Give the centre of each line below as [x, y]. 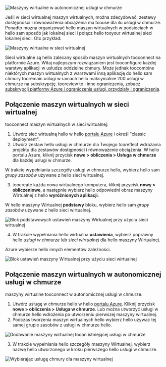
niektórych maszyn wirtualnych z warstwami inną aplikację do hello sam [79, 73]
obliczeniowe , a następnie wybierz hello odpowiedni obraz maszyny [82, 190]
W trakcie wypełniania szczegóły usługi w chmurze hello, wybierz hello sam [83, 170]
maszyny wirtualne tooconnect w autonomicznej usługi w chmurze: [74, 294]
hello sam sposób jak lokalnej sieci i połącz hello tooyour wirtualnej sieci [79, 33]
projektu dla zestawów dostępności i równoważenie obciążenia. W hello [86, 150]
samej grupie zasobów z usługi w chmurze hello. [62, 325]
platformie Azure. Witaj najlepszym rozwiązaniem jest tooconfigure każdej [81, 63]
